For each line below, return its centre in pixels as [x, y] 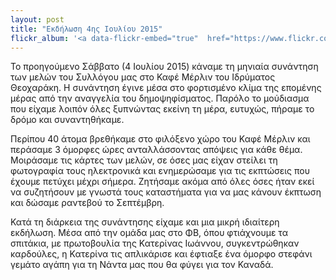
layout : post [37, 19]
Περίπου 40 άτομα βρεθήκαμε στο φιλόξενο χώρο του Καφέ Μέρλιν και [160, 139]
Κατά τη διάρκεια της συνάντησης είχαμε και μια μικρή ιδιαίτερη [145, 222]
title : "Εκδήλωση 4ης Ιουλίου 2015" [86, 29]
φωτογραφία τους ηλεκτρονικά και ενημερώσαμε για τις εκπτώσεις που [160, 171]
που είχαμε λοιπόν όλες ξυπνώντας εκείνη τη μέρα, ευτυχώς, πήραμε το [162, 109]
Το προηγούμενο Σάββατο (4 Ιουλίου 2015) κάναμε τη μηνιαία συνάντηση [164, 67]
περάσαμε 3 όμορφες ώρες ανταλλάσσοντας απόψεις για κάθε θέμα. [156, 150]
